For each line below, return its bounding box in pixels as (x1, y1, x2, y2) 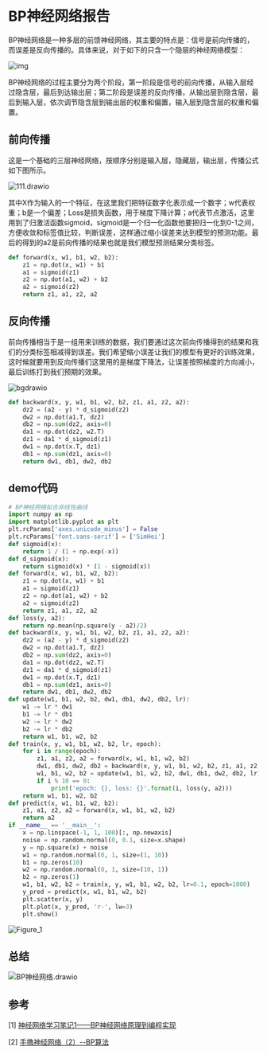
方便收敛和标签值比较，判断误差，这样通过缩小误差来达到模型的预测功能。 (8, 228, 252, 237)
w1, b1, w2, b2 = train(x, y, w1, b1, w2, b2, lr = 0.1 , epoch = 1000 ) (22, 880, 250, 888)
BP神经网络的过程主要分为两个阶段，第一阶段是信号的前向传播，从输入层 (8, 77, 248, 87)
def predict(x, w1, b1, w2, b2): (8, 799, 119, 807)
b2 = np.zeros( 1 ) (22, 873, 80, 881)
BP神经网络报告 (8, 7, 110, 25)
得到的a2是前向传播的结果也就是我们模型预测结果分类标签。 (21, 237, 219, 247)
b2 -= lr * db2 (22, 725, 73, 733)
